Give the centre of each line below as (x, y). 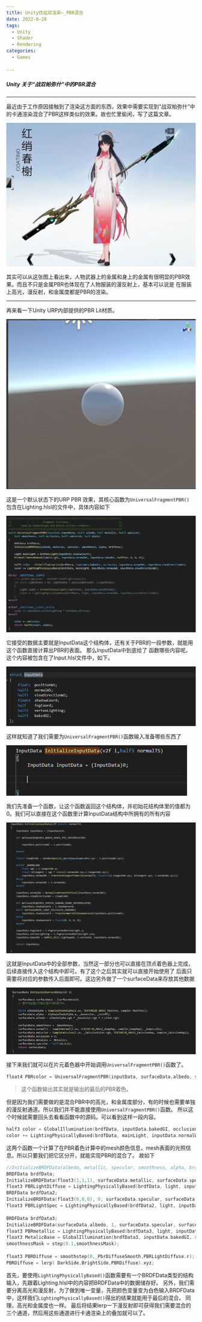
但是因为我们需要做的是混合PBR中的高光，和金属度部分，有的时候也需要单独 (101, 1102)
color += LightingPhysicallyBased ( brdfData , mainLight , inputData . (93, 1135)
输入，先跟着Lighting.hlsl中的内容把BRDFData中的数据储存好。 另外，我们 (98, 1283)
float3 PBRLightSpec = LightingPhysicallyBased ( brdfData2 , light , (91, 1206)
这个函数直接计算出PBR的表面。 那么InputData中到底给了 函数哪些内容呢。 (99, 650)
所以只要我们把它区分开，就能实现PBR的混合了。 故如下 (86, 1155)
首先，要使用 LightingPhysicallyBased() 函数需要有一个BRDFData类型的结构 (100, 1275)
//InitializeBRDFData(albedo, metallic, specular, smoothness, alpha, (96, 1167)
